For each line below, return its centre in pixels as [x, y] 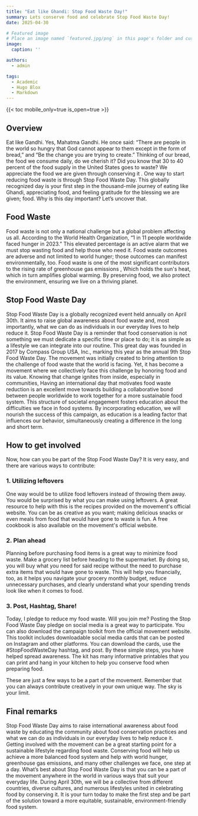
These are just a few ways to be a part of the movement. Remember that [94, 680]
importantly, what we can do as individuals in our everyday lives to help [93, 326]
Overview [24, 128]
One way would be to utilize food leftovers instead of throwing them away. [96, 494]
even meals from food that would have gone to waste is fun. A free [87, 518]
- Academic [25, 82]
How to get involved [44, 445]
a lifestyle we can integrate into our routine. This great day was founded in [96, 345]
